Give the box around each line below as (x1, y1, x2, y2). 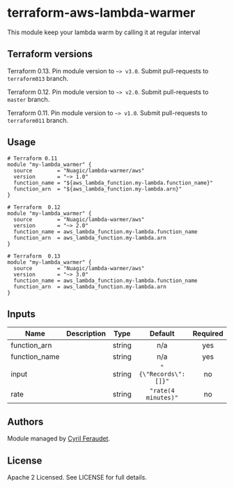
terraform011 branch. (7, 116, 69, 124)
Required (192, 329, 224, 339)
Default (149, 329, 175, 339)
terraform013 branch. (7, 74, 69, 82)
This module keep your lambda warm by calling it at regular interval (7, 28, 201, 36)
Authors (7, 415, 44, 427)
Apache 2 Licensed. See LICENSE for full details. (7, 473, 148, 481)
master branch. (7, 95, 50, 103)
